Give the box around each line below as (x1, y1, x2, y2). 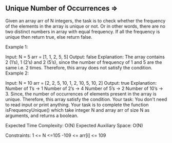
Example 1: (5, 43, 28, 50)
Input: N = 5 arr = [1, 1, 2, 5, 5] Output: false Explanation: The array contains (5, 54, 165, 60)
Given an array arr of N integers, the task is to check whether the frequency (5, 17, 166, 23)
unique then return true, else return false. (5, 34, 92, 40)
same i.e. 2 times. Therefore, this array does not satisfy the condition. (5, 64, 152, 70)
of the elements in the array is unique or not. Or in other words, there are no (5, 23, 166, 29)
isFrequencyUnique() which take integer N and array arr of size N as (5, 107, 150, 113)
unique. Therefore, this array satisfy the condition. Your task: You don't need (5, 96, 167, 102)
